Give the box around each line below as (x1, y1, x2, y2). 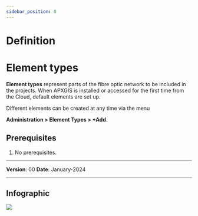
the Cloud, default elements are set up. (6, 93, 101, 100)
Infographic (6, 188, 50, 198)
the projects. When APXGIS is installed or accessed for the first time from (6, 87, 184, 94)
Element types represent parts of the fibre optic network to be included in (6, 80, 187, 87)
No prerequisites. (14, 149, 57, 156)
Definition (6, 34, 56, 47)
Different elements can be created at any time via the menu (6, 104, 150, 112)
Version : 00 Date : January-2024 (6, 166, 86, 173)
